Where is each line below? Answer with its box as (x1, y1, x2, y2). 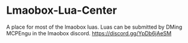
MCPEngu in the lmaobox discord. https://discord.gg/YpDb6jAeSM (6, 29, 172, 36)
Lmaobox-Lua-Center (6, 4, 117, 17)
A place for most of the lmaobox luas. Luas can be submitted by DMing (6, 23, 183, 30)
